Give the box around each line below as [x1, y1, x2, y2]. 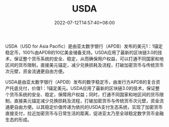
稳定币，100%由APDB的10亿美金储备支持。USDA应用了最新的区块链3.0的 [5, 49, 158, 55]
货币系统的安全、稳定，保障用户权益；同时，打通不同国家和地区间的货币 [9, 91, 159, 97]
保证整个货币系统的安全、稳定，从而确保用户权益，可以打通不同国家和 [14, 56, 159, 62]
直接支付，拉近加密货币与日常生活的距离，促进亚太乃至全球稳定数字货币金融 [5, 110, 164, 116]
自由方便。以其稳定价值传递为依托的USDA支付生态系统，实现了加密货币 [14, 104, 163, 110]
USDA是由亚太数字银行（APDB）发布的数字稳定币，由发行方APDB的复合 [5, 79, 156, 85]
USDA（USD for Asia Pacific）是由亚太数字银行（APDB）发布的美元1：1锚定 [5, 43, 163, 49]
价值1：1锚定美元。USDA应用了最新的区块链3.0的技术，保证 [31, 85, 155, 91]
